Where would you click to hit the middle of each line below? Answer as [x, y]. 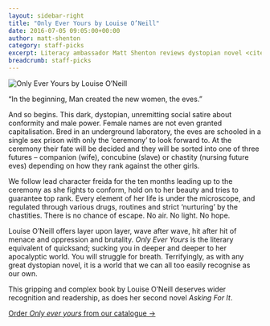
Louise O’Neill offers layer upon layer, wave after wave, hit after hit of [123, 230]
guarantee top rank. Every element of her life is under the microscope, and [132, 198]
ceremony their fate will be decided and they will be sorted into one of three [134, 149]
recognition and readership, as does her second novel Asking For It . [121, 297]
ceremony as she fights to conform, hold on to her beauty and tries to [124, 189]
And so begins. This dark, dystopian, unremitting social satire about [120, 114]
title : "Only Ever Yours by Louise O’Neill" [84, 23]
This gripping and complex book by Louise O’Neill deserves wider [117, 289]
